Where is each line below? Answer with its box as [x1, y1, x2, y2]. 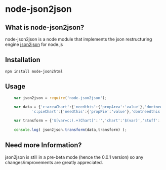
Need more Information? [5, 141, 82, 149]
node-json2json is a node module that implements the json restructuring [5, 36, 152, 42]
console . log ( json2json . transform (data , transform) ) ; [14, 127, 127, 132]
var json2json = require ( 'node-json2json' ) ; [14, 95, 107, 100]
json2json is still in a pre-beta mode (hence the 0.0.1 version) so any [5, 154, 144, 160]
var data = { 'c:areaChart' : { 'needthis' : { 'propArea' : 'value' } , [14, 105, 145, 110]
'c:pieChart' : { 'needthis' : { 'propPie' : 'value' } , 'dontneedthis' [31, 109, 163, 114]
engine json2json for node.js [5, 42, 63, 47]
